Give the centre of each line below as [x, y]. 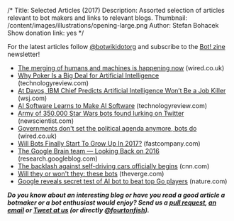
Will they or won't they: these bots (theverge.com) [91, 174]
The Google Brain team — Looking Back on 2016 [88, 151]
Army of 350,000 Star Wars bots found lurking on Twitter [101, 113]
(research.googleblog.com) [57, 158]
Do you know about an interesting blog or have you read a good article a [116, 195]
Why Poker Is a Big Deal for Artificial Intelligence [88, 75]
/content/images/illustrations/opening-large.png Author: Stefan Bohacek [113, 25]
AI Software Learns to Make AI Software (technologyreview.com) [112, 106]
